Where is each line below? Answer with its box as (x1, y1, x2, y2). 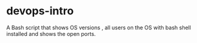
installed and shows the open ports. (6, 30, 96, 37)
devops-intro (6, 4, 74, 18)
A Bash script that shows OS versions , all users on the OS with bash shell (6, 24, 192, 31)
